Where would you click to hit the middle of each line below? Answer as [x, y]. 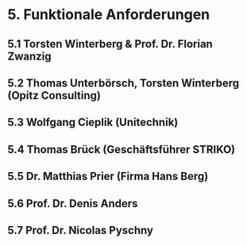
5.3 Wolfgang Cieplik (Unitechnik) [93, 122]
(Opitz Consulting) [54, 96]
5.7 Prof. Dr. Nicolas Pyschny [81, 230]
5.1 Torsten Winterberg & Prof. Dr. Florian [110, 44]
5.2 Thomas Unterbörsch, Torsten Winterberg [123, 83]
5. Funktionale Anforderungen [109, 15]
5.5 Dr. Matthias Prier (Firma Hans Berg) [108, 176]
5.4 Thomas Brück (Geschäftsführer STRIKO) [122, 149]
